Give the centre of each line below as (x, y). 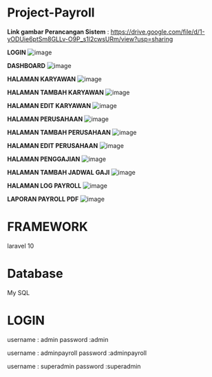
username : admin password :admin (58, 339)
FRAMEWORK (47, 227)
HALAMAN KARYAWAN (42, 79)
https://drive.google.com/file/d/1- (158, 32)
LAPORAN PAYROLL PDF (43, 199)
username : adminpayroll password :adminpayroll (77, 353)
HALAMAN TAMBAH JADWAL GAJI (59, 172)
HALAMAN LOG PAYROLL (44, 185)
